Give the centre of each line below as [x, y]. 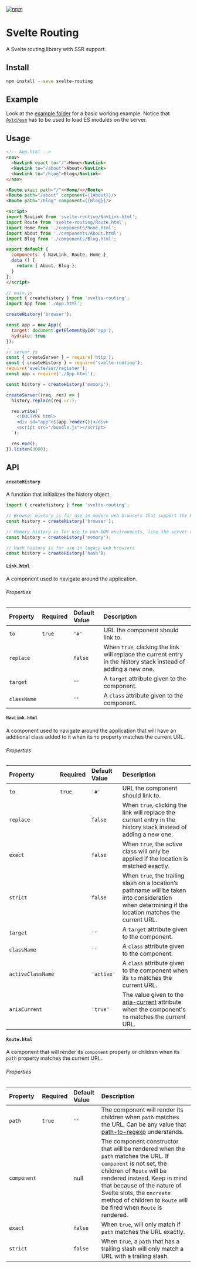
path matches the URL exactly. [143, 1232]
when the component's [154, 1010]
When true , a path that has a [140, 1241]
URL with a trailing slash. [135, 1256]
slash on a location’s [150, 883]
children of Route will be [134, 1170]
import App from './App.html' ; [44, 304]
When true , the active [152, 844]
